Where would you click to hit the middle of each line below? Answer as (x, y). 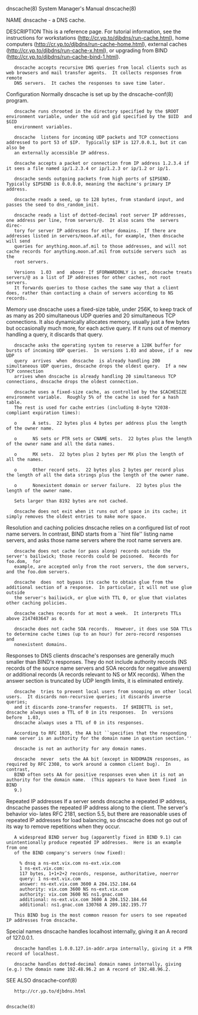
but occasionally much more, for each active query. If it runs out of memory (98, 328)
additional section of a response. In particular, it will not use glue (99, 587)
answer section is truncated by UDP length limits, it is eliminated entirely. (95, 681)
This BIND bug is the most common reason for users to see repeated (100, 915)
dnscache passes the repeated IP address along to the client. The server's (97, 807)
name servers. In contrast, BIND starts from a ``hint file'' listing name (90, 534)
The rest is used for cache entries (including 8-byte (83, 408)
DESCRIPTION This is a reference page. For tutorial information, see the (94, 31)
